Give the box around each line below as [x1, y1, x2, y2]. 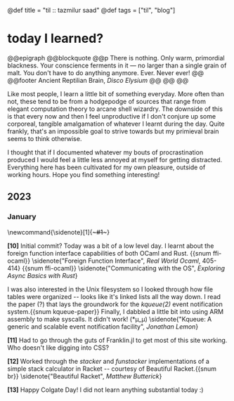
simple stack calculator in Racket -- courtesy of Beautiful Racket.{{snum [7, 364, 216, 373]
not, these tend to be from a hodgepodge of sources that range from [7, 97, 206, 105]
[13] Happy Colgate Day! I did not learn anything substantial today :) [7, 386, 204, 394]
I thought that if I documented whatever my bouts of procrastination [7, 147, 204, 157]
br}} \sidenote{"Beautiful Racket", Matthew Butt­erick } [7, 372, 162, 380]
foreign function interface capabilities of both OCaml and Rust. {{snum [7, 249, 212, 257]
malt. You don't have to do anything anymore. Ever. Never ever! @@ [7, 68, 204, 77]
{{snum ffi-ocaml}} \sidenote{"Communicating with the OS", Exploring [22, 263, 225, 272]
